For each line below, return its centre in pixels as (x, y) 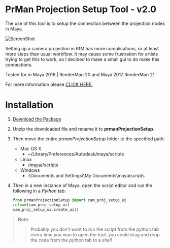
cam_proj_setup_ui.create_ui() (46, 209)
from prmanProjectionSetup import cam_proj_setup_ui (70, 200)
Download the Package (37, 119)
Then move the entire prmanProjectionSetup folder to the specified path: (89, 139)
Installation (29, 105)
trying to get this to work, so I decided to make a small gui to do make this (82, 59)
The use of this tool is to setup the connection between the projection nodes (85, 23)
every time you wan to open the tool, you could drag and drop (95, 234)
